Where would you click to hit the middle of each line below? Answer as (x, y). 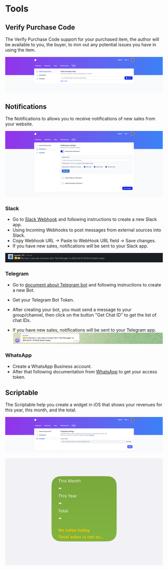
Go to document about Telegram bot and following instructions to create (87, 284)
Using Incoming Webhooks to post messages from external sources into (87, 230)
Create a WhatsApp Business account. (52, 366)
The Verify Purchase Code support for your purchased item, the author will (82, 39)
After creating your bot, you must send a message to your (72, 310)
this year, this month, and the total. (41, 410)
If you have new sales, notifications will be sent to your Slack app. (80, 246)
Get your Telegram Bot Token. (43, 300)
